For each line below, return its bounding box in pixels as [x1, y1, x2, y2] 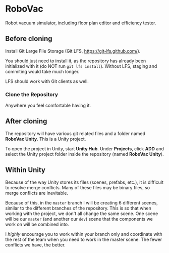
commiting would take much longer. [5, 68, 80, 74]
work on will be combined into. [5, 221, 69, 227]
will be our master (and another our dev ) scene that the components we [5, 216, 153, 222]
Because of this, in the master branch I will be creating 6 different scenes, [5, 199, 158, 205]
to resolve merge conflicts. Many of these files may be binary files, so [5, 184, 150, 190]
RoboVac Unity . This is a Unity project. [5, 136, 86, 142]
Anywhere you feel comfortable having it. [5, 102, 91, 109]
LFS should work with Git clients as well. [5, 78, 89, 84]
